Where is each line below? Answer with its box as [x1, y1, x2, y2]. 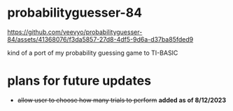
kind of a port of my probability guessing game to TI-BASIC [7, 49, 178, 57]
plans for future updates [7, 73, 152, 89]
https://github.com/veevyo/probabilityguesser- [7, 28, 143, 36]
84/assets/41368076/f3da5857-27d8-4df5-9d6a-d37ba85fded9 [7, 35, 194, 43]
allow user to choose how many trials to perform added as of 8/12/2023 [17, 96, 226, 104]
